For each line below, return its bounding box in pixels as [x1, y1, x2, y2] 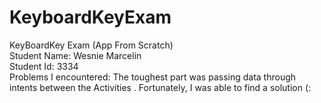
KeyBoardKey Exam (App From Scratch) [9, 39, 174, 51]
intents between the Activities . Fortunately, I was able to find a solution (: [9, 81, 312, 93]
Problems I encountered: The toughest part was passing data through [9, 71, 297, 83]
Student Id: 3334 [9, 60, 79, 72]
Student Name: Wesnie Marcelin [9, 49, 142, 61]
